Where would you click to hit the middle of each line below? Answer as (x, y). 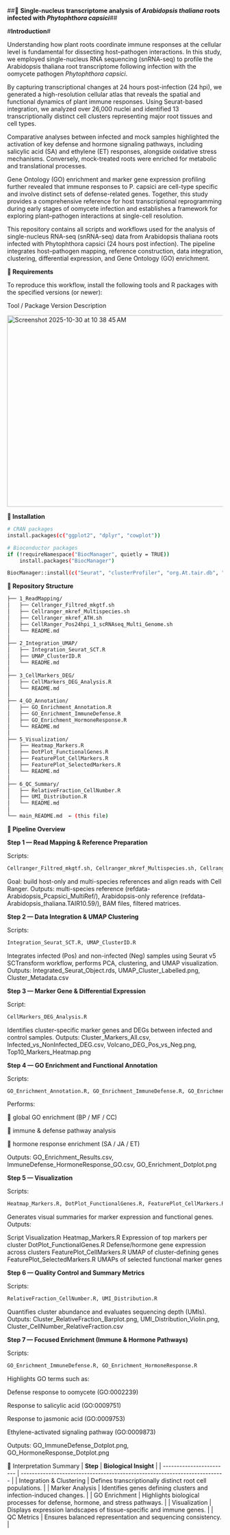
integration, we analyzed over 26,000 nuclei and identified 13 (93, 109)
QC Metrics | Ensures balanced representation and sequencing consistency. (114, 1517)
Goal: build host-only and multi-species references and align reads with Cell (114, 881)
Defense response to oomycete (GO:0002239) (73, 1392)
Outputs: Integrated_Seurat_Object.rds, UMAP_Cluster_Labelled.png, (104, 970)
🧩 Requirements (30, 272)
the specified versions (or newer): (55, 292)
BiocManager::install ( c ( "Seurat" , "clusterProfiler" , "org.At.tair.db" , (113, 573)
